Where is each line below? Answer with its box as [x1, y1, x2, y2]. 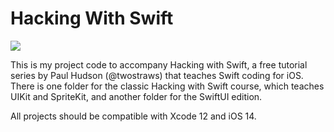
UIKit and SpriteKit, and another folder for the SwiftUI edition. [10, 90, 263, 102]
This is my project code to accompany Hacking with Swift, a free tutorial [10, 58, 308, 71]
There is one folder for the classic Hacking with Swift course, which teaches [10, 80, 325, 92]
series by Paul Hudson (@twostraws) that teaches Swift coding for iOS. [10, 69, 304, 81]
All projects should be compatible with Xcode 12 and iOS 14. [10, 110, 257, 122]
